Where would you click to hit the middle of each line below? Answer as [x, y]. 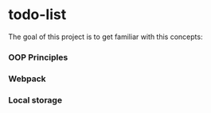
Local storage [35, 99]
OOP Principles [38, 57]
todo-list [37, 15]
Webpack [27, 79]
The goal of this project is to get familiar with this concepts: [105, 37]
